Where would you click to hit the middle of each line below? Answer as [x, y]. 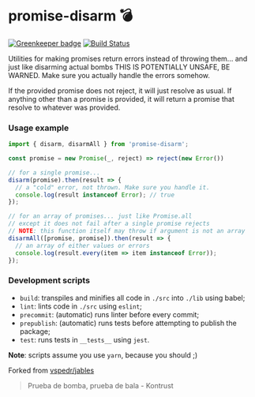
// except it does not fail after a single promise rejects [109, 224]
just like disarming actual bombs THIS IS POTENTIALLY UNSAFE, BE [119, 67]
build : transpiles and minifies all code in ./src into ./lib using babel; [132, 298]
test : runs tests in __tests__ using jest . [84, 339]
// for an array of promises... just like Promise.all [100, 216]
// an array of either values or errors [82, 245]
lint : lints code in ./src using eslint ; [81, 306]
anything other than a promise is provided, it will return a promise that [122, 99]
